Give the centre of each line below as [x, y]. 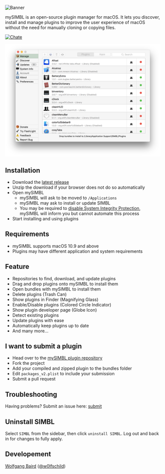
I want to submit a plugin [44, 346]
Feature [17, 267]
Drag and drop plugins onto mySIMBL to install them [65, 284]
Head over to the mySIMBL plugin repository [57, 358]
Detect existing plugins [35, 315]
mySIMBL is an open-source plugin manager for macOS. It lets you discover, [82, 17]
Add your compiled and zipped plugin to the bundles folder [72, 368]
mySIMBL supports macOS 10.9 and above [56, 246]
